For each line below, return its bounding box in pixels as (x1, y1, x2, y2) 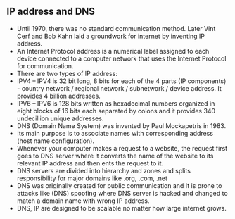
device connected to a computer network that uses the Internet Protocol (16, 54, 227, 63)
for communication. (16, 61, 74, 70)
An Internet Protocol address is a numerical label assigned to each (16, 46, 210, 55)
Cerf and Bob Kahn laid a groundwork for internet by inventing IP (16, 32, 205, 40)
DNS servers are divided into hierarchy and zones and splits (16, 166, 191, 175)
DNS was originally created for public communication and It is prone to (16, 181, 222, 189)
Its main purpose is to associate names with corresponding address (16, 129, 214, 137)
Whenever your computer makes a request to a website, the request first (16, 144, 228, 152)
